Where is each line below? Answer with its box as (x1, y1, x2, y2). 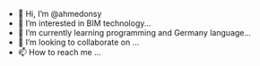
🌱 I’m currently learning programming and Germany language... (17, 28, 252, 37)
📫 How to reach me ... (17, 47, 101, 57)
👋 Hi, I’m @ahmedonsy (17, 9, 102, 19)
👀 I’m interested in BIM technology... (17, 18, 152, 29)
